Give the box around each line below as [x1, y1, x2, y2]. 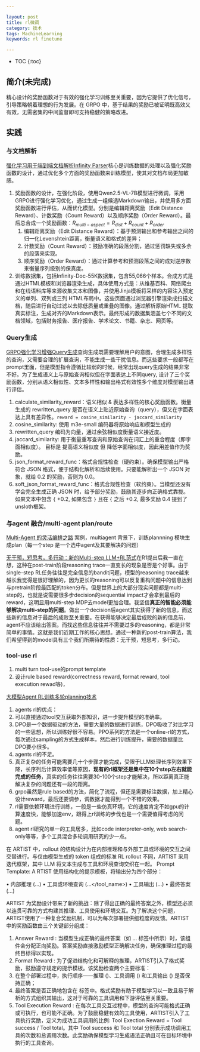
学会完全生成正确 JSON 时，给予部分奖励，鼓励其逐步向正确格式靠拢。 [14, 488, 189, 495]
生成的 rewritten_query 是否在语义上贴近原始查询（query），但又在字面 [14, 405, 189, 413]
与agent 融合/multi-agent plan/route [6, 519, 113, 527]
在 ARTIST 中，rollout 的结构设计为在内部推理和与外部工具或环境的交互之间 [6, 845, 190, 853]
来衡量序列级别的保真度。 [23, 265, 87, 272]
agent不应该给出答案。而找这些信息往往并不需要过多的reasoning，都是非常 [6, 622, 190, 629]
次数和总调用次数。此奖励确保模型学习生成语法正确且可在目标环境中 [25, 1032, 192, 1039]
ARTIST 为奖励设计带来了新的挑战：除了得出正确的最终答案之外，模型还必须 [6, 900, 193, 907]
